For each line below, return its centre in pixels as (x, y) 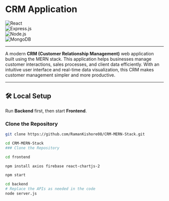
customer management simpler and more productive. (60, 75)
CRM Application (41, 9)
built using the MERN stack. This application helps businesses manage (78, 59)
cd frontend (18, 157)
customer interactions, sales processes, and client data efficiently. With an (82, 64)
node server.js (21, 194)
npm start (16, 175)
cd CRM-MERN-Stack (24, 143)
